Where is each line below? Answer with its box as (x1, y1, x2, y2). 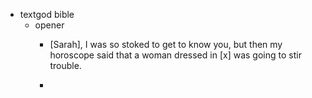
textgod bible (19, 9, 75, 20)
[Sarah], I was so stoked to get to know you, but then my (49, 39, 283, 50)
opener (34, 19, 65, 31)
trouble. (49, 60, 82, 71)
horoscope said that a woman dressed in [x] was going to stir (49, 49, 302, 61)
